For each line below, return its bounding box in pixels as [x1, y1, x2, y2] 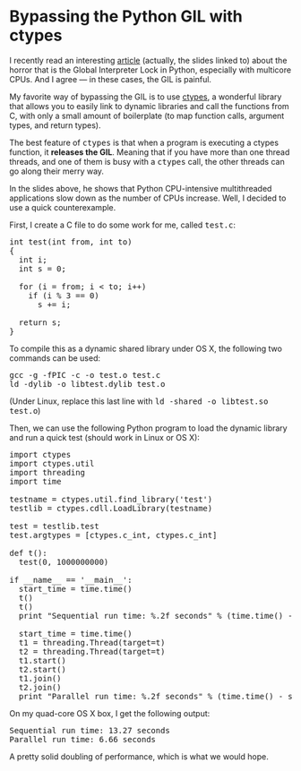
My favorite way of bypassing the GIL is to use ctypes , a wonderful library [9, 91, 282, 102]
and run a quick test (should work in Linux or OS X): [9, 432, 200, 442]
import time [9, 476, 62, 486]
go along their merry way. [9, 166, 105, 176]
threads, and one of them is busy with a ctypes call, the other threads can [9, 156, 285, 167]
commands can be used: [9, 352, 101, 364]
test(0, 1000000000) [18, 557, 109, 567]
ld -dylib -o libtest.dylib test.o [9, 379, 166, 389]
